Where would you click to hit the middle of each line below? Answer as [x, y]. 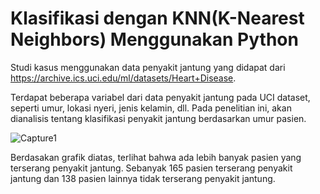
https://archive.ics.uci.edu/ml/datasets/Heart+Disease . [123, 78]
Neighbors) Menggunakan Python [154, 39]
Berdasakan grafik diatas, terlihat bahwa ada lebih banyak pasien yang [156, 157]
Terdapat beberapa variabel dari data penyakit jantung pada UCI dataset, [160, 97]
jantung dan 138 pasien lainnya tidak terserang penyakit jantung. [143, 178]
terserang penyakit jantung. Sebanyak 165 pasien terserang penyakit [151, 168]
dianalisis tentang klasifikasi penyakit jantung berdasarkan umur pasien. [158, 118]
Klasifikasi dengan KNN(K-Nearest [157, 18]
